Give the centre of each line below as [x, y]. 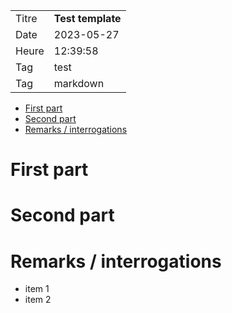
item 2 [38, 300]
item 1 [37, 289]
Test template [87, 18]
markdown [79, 83]
